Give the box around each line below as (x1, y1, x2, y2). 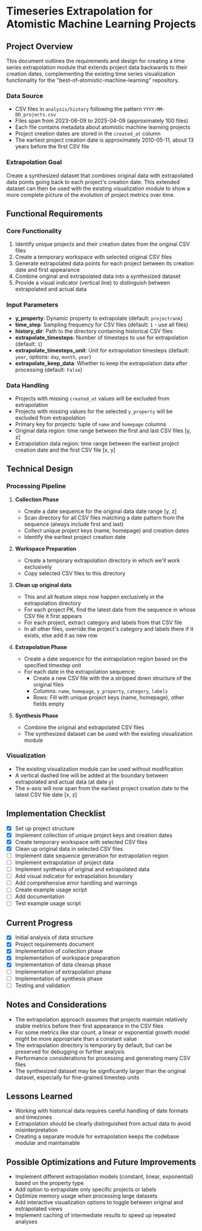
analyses (15, 1218, 38, 1226)
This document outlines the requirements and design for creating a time (6, 58, 185, 64)
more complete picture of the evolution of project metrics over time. (6, 191, 175, 198)
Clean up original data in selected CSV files (15, 845, 123, 852)
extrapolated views (15, 1205, 63, 1212)
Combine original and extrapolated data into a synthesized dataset (15, 272, 181, 280)
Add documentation (15, 893, 65, 900)
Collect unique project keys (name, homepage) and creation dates (24, 527, 189, 534)
